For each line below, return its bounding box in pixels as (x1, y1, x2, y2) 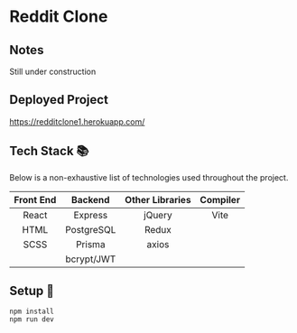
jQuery (144, 208, 173, 221)
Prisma (75, 237, 106, 250)
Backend (70, 193, 110, 206)
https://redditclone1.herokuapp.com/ (9, 116, 145, 127)
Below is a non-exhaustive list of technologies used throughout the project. (9, 171, 289, 182)
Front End (14, 193, 57, 206)
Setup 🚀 (9, 283, 55, 299)
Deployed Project (9, 92, 108, 107)
